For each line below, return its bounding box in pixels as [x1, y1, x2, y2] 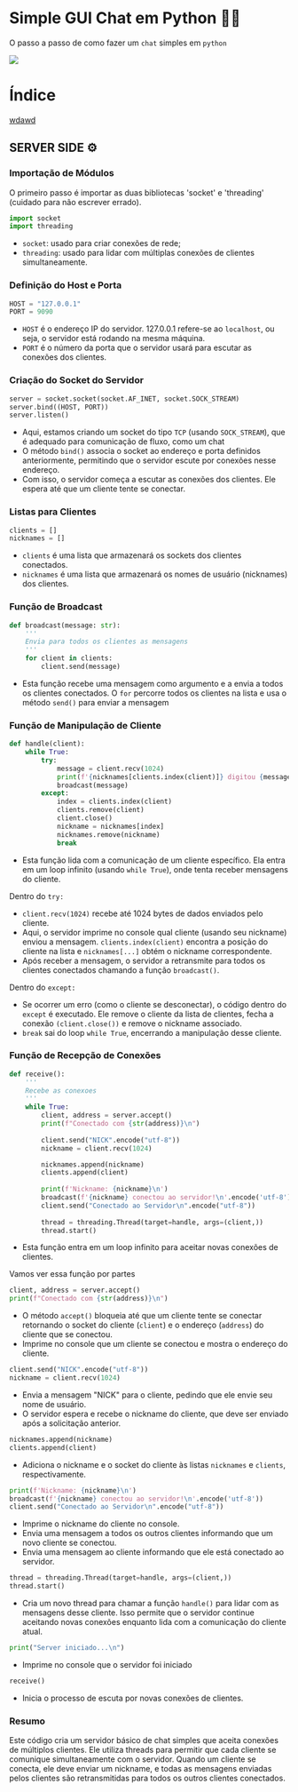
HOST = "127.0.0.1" [9, 299, 82, 308]
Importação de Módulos [9, 167, 114, 179]
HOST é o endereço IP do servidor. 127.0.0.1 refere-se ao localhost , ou [21, 323, 275, 334]
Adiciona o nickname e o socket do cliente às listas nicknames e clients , [21, 1459, 286, 1469]
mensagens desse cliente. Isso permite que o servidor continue [21, 1607, 255, 1618]
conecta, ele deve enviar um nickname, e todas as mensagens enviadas [9, 1764, 272, 1774]
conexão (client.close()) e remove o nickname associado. [21, 1017, 242, 1029]
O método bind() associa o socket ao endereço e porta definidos [21, 446, 262, 457]
